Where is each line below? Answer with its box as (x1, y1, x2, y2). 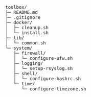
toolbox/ (5, 5, 27, 10)
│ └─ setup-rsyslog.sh (13, 66, 73, 71)
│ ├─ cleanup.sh (5, 25, 49, 30)
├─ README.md (5, 10, 38, 15)
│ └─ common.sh (5, 40, 46, 45)
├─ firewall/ (13, 51, 46, 56)
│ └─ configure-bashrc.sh (13, 76, 81, 81)
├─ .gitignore (5, 15, 41, 20)
